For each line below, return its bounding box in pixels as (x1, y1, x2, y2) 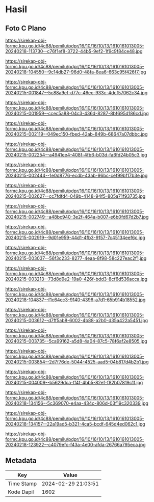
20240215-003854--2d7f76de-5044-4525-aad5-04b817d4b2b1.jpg (5, 359, 149, 365)
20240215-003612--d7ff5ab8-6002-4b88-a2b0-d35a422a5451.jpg (5, 318, 148, 323)
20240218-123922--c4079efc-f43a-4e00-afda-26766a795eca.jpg (5, 442, 146, 447)
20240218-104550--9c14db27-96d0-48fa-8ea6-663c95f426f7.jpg (5, 69, 146, 75)
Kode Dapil (8, 488, 34, 495)
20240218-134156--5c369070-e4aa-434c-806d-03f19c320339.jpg (5, 400, 149, 406)
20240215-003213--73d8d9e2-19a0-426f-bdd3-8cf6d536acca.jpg (5, 276, 148, 282)
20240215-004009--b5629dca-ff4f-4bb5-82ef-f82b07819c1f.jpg (5, 380, 143, 385)
